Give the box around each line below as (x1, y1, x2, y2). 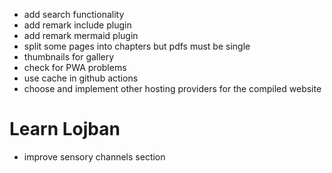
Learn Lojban (9, 118, 121, 141)
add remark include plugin (23, 19, 132, 31)
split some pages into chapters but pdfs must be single (23, 40, 251, 52)
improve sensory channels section (23, 150, 166, 163)
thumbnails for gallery (23, 51, 115, 63)
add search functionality (23, 9, 125, 20)
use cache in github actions (23, 72, 139, 84)
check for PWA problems (23, 62, 127, 73)
